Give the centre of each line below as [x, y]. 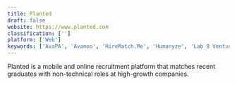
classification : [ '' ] [39, 33]
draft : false [26, 20]
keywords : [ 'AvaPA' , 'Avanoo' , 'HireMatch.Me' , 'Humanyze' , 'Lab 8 [109, 46]
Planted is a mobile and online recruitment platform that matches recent [111, 66]
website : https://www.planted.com [58, 27]
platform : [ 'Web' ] [34, 40]
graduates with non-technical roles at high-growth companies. [98, 74]
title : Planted [30, 14]
